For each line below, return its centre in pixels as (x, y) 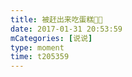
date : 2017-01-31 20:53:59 (66, 29)
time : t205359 (40, 57)
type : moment (37, 47)
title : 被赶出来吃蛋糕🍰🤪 (56, 19)
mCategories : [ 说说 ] (51, 38)
